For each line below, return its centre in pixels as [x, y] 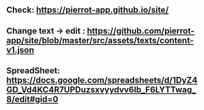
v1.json [21, 50]
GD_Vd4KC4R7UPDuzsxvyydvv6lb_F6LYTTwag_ [101, 90]
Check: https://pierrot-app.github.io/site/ [88, 10]
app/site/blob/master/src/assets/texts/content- [100, 40]
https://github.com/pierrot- [141, 31]
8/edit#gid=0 [32, 99]
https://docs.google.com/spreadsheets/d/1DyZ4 [102, 80]
